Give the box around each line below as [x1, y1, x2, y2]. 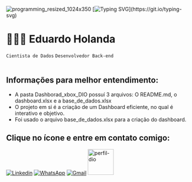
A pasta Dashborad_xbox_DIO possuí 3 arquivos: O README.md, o [14, 91, 177, 98]
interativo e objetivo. [14, 110, 65, 117]
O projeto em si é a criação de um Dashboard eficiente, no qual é [14, 103, 173, 110]
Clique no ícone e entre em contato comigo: [6, 133, 170, 143]
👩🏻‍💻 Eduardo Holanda [6, 32, 116, 46]
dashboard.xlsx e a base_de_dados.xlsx [14, 97, 112, 104]
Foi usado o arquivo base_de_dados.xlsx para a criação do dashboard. [14, 115, 187, 123]
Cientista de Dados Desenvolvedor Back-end [6, 53, 114, 59]
